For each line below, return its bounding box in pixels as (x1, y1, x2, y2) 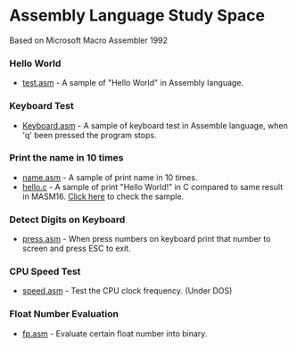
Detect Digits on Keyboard (9, 213, 126, 226)
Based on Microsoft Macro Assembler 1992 (9, 35, 168, 46)
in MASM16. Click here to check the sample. (21, 191, 185, 202)
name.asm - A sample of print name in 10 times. (21, 171, 198, 183)
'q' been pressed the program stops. (21, 129, 157, 140)
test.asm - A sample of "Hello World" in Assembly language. (21, 78, 243, 88)
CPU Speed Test (9, 265, 81, 278)
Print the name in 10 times (9, 152, 124, 164)
